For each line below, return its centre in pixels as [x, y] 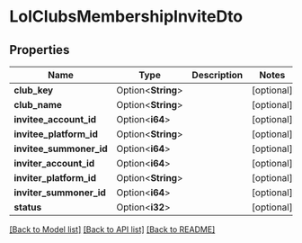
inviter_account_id [54, 163]
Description [218, 75]
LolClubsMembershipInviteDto [126, 17]
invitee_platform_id [56, 134]
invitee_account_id [55, 119]
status [28, 207]
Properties [40, 50]
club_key [34, 90]
